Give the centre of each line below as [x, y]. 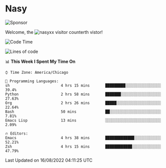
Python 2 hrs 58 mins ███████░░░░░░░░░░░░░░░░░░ [83, 94]
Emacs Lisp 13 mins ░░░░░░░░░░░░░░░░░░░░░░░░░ [83, 120]
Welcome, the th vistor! [54, 32]
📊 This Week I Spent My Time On [40, 61]
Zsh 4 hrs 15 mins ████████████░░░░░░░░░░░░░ [83, 147]
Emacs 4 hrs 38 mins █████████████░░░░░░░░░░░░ [83, 138]
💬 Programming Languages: [32, 81]
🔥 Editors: [17, 133]
